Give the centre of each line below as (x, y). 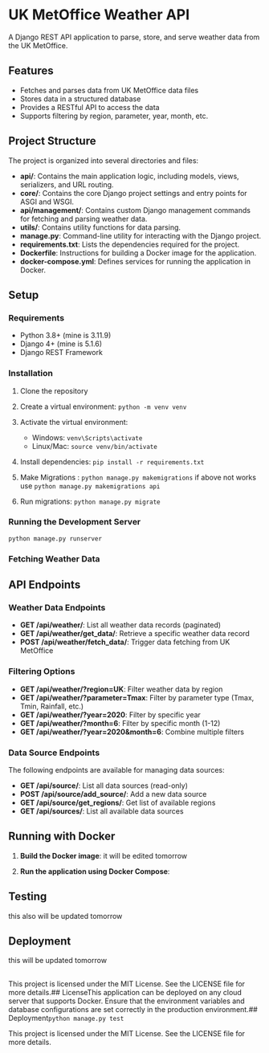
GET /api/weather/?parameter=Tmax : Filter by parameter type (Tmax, (137, 697)
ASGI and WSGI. (47, 202)
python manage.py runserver (55, 539)
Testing (28, 897)
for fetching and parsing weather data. (84, 218)
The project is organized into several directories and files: (104, 160)
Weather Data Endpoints (57, 608)
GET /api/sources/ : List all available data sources (102, 811)
